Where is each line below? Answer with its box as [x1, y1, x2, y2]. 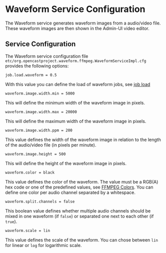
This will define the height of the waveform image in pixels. [5, 160, 126, 166]
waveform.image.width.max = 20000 [5, 109, 77, 114]
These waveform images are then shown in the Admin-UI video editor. [5, 25, 149, 31]
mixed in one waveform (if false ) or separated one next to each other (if [5, 213, 154, 219]
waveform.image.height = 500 [5, 151, 66, 156]
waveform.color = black [5, 170, 55, 175]
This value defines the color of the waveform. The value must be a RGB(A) [5, 178, 158, 184]
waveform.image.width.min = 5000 [5, 91, 75, 96]
